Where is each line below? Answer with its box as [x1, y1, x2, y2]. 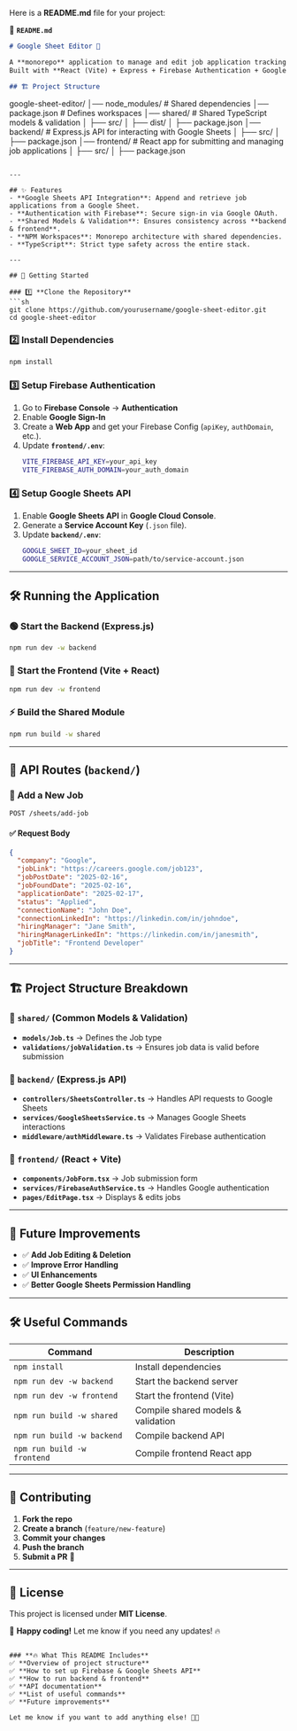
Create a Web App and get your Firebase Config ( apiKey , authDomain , [21, 421, 274, 432]
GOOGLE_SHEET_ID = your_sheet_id [21, 547, 138, 556]
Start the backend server [134, 1375, 239, 1387]
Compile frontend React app [134, 1446, 252, 1459]
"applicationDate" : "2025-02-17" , [17, 889, 144, 898]
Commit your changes [21, 1532, 106, 1543]
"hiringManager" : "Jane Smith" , [17, 922, 137, 932]
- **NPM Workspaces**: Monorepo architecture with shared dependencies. [9, 232, 283, 241]
